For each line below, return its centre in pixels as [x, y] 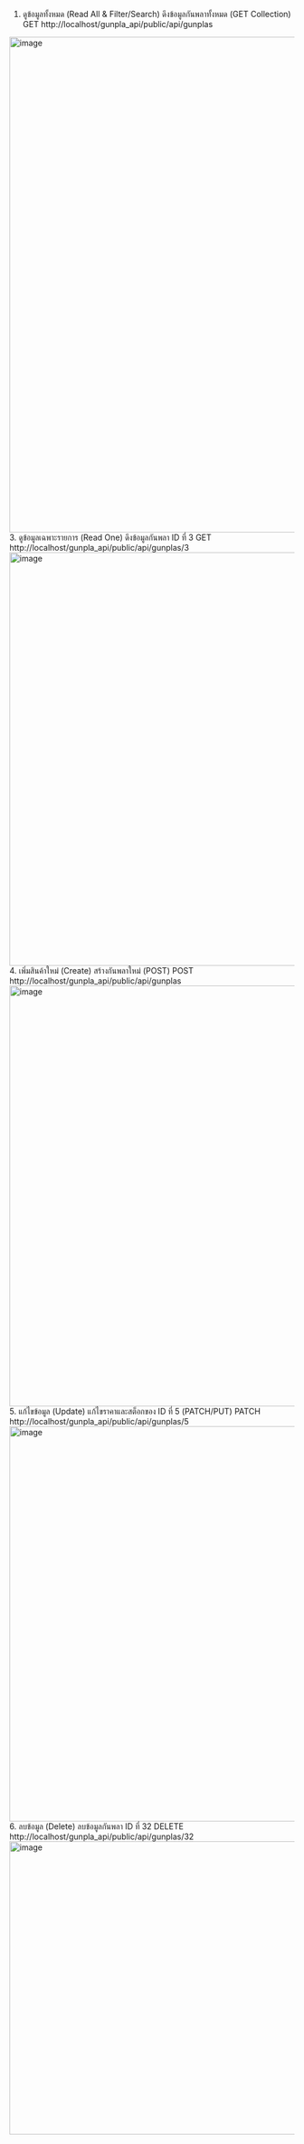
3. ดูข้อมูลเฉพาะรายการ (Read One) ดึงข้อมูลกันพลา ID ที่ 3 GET [111, 537]
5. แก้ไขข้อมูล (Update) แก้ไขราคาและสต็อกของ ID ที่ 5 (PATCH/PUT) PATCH [135, 1411]
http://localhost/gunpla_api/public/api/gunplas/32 [102, 1836]
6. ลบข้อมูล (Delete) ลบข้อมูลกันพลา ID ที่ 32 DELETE [96, 1826]
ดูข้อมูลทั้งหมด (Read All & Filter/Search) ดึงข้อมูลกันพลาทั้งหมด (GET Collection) [157, 14]
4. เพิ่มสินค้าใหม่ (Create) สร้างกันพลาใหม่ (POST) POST [102, 970]
